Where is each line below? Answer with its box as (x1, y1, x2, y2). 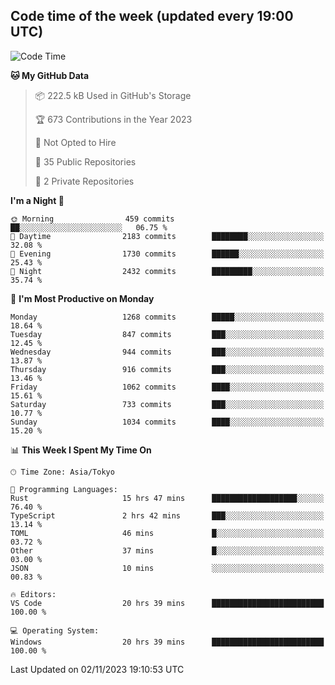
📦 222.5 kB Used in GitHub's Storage (34, 89, 192, 101)
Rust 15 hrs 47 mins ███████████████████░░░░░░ (10, 493, 325, 503)
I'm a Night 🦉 (10, 194, 65, 206)
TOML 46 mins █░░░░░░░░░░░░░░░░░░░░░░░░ (10, 528, 325, 538)
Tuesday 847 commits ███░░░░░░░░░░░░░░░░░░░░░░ (10, 329, 325, 339)
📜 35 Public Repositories (34, 155, 137, 168)
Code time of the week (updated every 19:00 (10, 8, 294, 25)
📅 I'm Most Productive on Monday (10, 292, 155, 304)
